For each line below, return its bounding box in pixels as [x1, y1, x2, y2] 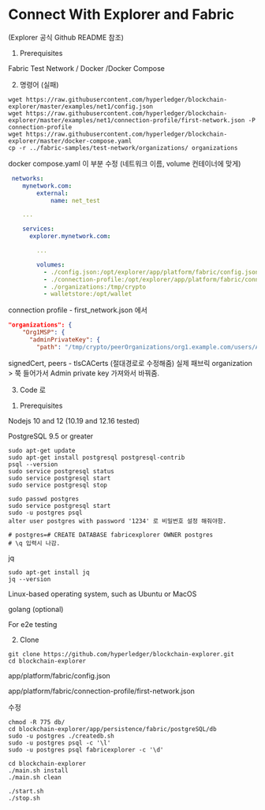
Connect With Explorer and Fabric [8, 6, 235, 24]
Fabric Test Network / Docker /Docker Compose [8, 63, 166, 73]
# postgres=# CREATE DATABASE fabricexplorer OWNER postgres [8, 531, 214, 539]
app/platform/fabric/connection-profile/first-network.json [8, 686, 196, 696]
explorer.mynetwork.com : [28, 233, 111, 241]
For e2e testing [8, 619, 58, 629]
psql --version [8, 460, 58, 468]
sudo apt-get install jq [8, 568, 90, 577]
